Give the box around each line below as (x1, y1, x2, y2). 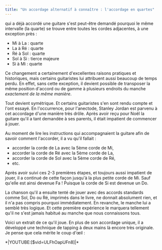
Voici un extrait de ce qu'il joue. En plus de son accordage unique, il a (5, 219, 144, 225)
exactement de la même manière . (5, 91, 72, 97)
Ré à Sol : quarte (12, 50, 45, 56)
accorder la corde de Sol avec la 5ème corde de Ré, (12, 155, 116, 161)
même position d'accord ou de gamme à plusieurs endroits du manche (5, 85, 146, 91)
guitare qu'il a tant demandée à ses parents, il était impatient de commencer (5, 116, 157, 121)
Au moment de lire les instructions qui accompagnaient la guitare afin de (5, 130, 150, 136)
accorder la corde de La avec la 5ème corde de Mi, (12, 145, 114, 150)
